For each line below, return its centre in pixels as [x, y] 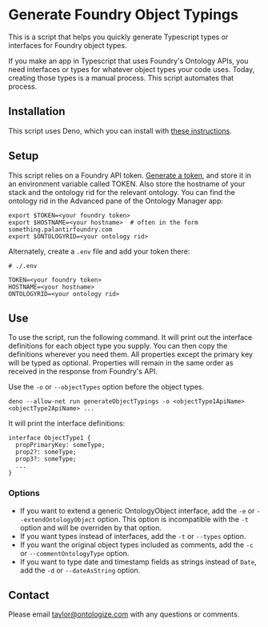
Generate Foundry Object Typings [123, 15]
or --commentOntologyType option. [74, 553]
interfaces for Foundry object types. [68, 45]
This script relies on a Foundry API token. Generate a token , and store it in [130, 175]
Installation [37, 112]
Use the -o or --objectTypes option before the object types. [106, 387]
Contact [29, 595]
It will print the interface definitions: [67, 423]
